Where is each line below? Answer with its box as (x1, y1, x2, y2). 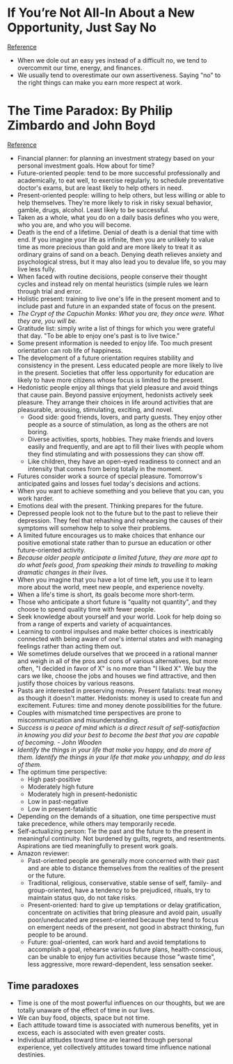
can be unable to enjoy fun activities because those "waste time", (27, 952, 216, 961)
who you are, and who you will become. (17, 221, 132, 229)
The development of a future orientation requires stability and (17, 354, 194, 362)
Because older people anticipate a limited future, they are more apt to (17, 553, 218, 562)
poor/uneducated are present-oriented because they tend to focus (27, 915, 219, 923)
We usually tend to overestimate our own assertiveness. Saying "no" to (17, 71, 221, 79)
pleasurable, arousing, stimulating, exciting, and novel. (17, 405, 174, 413)
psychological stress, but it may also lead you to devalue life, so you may (17, 257, 227, 266)
